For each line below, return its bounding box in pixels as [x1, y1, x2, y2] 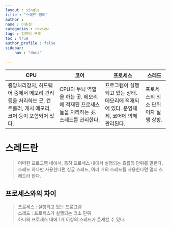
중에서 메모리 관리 [14, 89, 54, 96]
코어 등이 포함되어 [8, 112, 48, 119]
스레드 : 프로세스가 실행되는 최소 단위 [17, 210, 92, 216]
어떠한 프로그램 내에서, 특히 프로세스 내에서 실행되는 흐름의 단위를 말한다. [17, 160, 163, 166]
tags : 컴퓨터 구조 [5, 31, 41, 36]
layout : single [5, 7, 40, 13]
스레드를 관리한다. [59, 116, 100, 123]
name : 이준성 [5, 21, 32, 27]
